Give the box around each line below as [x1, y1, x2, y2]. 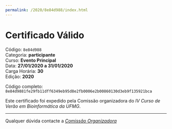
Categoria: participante [5, 51, 55, 58]
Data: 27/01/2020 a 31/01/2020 [5, 62, 73, 69]
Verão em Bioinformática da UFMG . [5, 103, 81, 109]
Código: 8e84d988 [5, 46, 42, 53]
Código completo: [5, 83, 44, 89]
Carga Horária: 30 [5, 68, 44, 74]
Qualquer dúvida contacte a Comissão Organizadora [5, 118, 117, 124]
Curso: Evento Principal [5, 57, 56, 63]
